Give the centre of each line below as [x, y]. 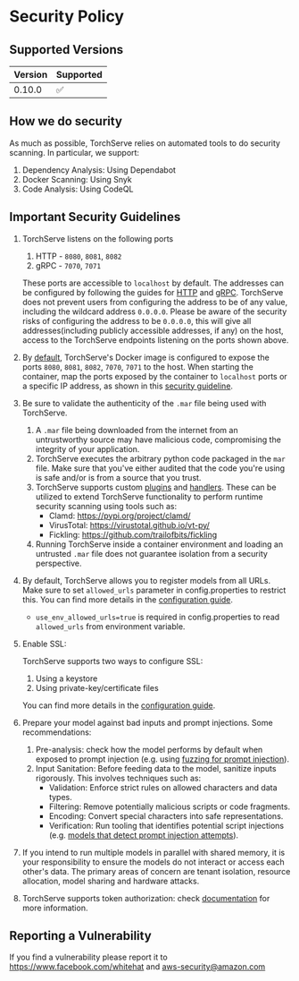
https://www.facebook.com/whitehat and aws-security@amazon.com [137, 967]
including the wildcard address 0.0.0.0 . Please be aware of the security [154, 311]
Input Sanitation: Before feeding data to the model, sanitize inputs [156, 768]
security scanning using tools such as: [106, 506]
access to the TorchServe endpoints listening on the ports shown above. [155, 340]
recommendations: [57, 732]
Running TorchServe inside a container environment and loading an [159, 544]
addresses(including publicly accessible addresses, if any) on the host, [153, 330]
